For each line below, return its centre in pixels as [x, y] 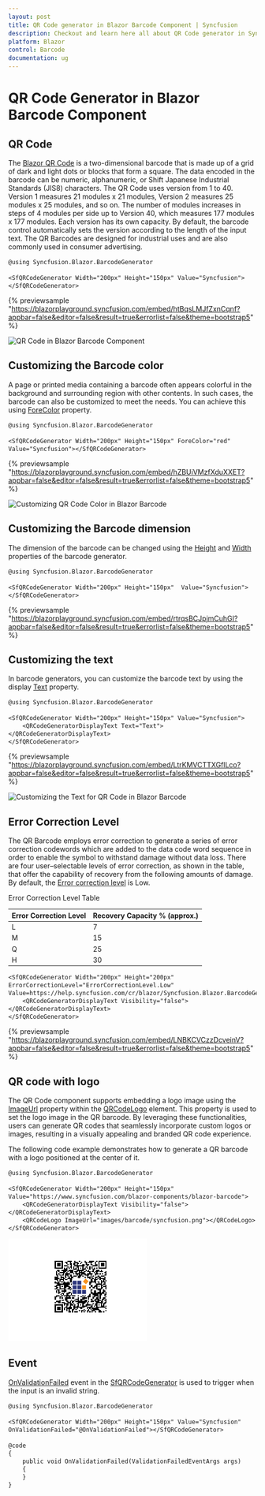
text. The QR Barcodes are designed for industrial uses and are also [118, 238]
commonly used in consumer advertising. [76, 247]
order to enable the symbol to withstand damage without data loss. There [127, 858]
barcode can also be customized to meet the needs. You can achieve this [127, 401]
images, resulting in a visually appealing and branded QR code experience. [130, 1134]
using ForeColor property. [50, 409]
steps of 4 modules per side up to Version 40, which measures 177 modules [131, 213]
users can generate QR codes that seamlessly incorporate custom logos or [130, 1126]
